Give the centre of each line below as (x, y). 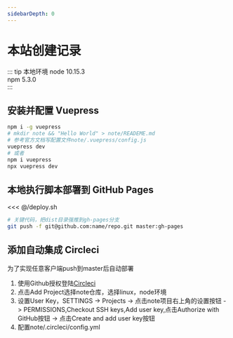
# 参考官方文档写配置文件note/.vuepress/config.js (77, 140)
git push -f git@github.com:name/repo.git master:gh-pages (95, 227)
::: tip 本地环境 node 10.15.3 (46, 72)
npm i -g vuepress (34, 127)
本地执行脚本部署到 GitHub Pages (81, 190)
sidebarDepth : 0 (31, 14)
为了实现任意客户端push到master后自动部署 (71, 268)
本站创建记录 (45, 50)
